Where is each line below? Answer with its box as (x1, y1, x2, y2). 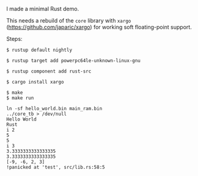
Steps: (6, 35, 23, 42)
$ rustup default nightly (6, 47, 72, 53)
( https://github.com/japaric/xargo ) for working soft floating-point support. (6, 24, 193, 30)
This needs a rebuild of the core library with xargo (6, 17, 131, 24)
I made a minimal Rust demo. (6, 5, 79, 12)
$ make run (6, 95, 34, 101)
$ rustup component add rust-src (6, 68, 92, 74)
